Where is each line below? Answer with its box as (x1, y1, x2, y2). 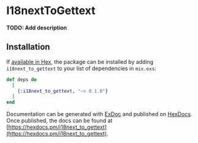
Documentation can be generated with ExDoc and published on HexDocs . (6, 110, 192, 118)
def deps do (6, 76, 37, 83)
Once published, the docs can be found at (6, 117, 113, 125)
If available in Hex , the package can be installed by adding (6, 58, 154, 65)
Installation (6, 42, 50, 52)
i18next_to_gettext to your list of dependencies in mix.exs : (6, 64, 156, 72)
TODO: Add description (6, 24, 67, 31)
